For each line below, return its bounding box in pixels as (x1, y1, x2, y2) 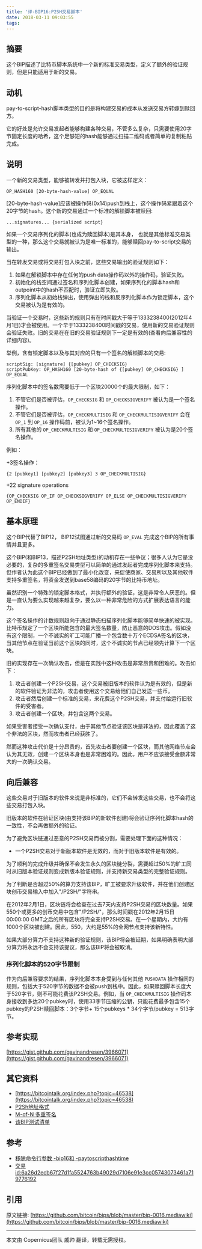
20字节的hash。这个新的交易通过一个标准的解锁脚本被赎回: (6, 207, 153, 214)
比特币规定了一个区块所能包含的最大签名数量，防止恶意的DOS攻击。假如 (6, 624, 186, 631)
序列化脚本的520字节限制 (6, 960, 80, 968)
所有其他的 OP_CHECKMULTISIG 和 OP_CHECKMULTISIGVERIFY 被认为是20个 (14, 426, 188, 433)
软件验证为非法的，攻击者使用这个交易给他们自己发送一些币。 (20, 687, 173, 694)
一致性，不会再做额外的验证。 (6, 822, 80, 829)
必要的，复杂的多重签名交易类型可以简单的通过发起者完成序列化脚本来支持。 (6, 561, 196, 568)
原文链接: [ (6, 1211, 33, 1218)
